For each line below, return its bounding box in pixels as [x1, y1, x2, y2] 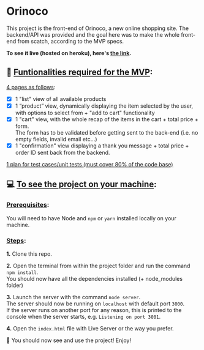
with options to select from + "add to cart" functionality [15, 109, 155, 116]
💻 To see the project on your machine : [6, 179, 157, 190]
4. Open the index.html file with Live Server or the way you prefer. [6, 324, 174, 332]
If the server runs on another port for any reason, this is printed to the [6, 306, 182, 313]
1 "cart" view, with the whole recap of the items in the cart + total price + [15, 115, 198, 123]
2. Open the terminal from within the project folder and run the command [6, 262, 191, 269]
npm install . [6, 268, 39, 276]
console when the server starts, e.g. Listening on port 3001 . [6, 313, 161, 320]
